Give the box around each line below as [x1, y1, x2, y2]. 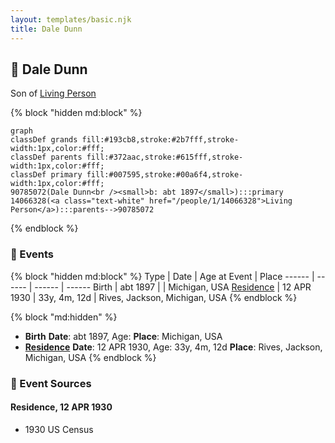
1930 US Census [24, 423, 94, 435]
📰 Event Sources [10, 376, 92, 390]
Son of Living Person [10, 87, 97, 100]
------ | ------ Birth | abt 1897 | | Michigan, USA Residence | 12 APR [34, 281, 312, 293]
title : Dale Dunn [10, 24, 83, 34]
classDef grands [10, 135, 78, 145]
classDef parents [10, 152, 83, 163]
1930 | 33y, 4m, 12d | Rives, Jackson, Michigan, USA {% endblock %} [10, 291, 298, 303]
